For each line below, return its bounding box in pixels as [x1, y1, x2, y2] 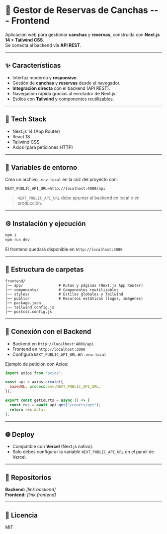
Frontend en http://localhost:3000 [12, 346, 85, 352]
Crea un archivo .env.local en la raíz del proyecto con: [5, 177, 118, 183]
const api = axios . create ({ [5, 379, 64, 385]
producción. [17, 200, 42, 206]
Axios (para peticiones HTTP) [12, 144, 73, 150]
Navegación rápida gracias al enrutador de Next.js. [12, 90, 117, 96]
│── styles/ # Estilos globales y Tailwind [5, 291, 123, 296]
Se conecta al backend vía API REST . [5, 42, 82, 48]
